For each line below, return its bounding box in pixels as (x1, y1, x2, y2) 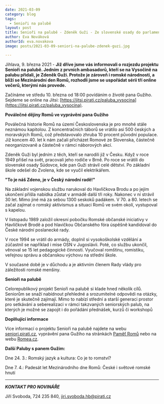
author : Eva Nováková (5, 35, 49, 40)
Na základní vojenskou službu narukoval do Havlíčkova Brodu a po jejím (5, 186, 149, 192)
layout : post (5, 25, 32, 30)
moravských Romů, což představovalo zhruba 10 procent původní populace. (5, 131, 158, 137)
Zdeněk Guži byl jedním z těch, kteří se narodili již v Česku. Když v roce (5, 151, 149, 157)
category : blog (5, 12, 36, 17)
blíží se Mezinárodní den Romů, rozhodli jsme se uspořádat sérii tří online (5, 77, 157, 83)
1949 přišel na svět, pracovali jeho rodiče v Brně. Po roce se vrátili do (5, 156, 144, 162)
